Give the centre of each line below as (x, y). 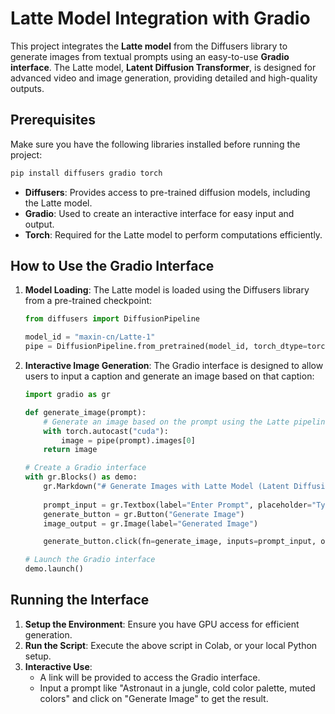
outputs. (27, 88)
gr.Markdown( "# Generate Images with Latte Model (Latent (166, 487)
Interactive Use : (58, 666)
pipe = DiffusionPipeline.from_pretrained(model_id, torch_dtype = (166, 347)
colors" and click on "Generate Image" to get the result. (154, 698)
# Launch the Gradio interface (90, 560)
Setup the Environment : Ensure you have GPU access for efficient (162, 624)
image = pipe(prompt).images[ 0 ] (128, 440)
